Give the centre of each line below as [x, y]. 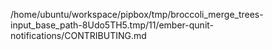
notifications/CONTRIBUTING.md [78, 35]
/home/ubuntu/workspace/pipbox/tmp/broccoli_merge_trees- [137, 14]
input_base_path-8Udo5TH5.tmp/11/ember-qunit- [112, 25]
